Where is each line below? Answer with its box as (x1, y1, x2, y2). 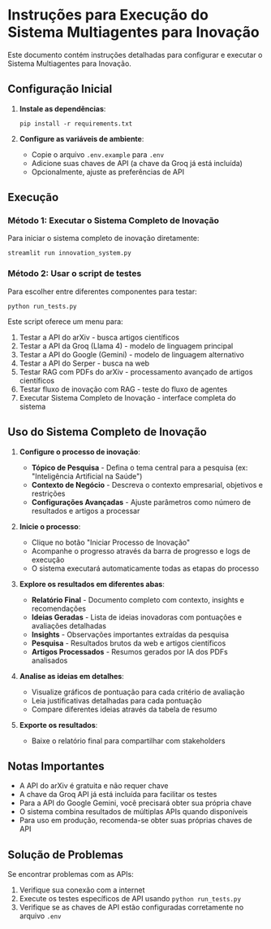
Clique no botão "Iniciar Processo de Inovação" (31, 537, 191, 547)
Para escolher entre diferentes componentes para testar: (7, 287, 198, 296)
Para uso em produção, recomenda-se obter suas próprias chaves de (19, 816, 252, 826)
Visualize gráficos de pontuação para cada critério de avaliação (31, 686, 245, 697)
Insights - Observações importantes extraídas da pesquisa (31, 629, 229, 639)
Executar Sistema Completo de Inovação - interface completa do (19, 392, 236, 402)
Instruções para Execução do (7, 6, 209, 24)
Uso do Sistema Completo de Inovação (7, 425, 208, 439)
